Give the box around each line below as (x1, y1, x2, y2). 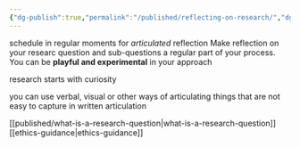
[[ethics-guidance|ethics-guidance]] (9, 127, 144, 138)
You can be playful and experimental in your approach (9, 56, 212, 67)
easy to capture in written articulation (9, 100, 147, 111)
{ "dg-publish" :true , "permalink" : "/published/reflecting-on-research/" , (9, 12, 281, 22)
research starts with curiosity (9, 73, 117, 85)
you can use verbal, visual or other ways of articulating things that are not (9, 91, 281, 102)
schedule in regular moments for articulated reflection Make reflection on (9, 37, 279, 48)
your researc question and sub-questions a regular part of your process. (9, 46, 276, 58)
